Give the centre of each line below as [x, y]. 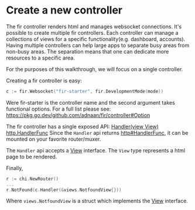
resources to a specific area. [40, 58]
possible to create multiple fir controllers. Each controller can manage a [92, 32]
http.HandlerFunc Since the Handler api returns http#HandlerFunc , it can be [97, 132]
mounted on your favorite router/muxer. [54, 139]
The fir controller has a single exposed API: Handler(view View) [83, 126]
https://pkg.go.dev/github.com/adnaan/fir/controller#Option [78, 115]
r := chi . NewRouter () [32, 179]
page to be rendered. [32, 156]
